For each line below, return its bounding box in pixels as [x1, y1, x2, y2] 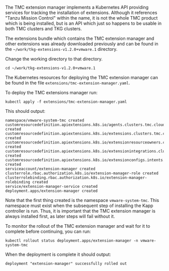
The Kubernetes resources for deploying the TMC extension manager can [5, 75, 158, 80]
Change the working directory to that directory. [5, 56, 103, 62]
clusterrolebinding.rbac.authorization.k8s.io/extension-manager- [5, 175, 147, 180]
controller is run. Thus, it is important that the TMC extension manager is [5, 208, 156, 214]
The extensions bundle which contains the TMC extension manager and [5, 35, 154, 41]
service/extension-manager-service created [5, 184, 98, 189]
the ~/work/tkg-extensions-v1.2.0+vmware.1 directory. [5, 46, 118, 52]
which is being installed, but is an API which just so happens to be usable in [5, 20, 162, 26]
